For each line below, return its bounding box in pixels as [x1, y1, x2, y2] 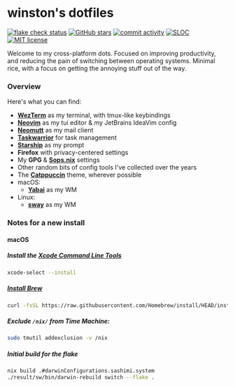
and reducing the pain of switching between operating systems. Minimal [7, 56, 215, 64]
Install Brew [7, 284, 43, 292]
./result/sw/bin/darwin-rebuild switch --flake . [7, 374, 155, 381]
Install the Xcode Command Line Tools [7, 251, 122, 260]
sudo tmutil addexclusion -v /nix [7, 334, 108, 341]
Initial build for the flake [7, 349, 78, 358]
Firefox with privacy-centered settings [17, 149, 129, 157]
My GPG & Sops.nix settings [17, 156, 100, 164]
